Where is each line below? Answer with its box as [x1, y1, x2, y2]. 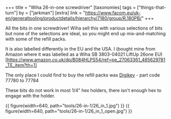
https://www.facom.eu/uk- [85, 10, 141, 16]
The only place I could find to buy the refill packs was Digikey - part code [5, 72, 160, 78]
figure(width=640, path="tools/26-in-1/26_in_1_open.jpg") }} [5, 108, 132, 114]
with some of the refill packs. [5, 36, 67, 42]
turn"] [5, 10, 18, 16]
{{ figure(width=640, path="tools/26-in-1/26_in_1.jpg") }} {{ [5, 103, 130, 109]
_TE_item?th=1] [5, 62, 37, 68]
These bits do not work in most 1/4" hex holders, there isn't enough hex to [5, 87, 162, 93]
